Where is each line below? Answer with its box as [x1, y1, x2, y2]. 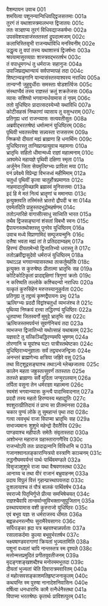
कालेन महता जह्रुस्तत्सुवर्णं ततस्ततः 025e [6, 368, 86, 374]
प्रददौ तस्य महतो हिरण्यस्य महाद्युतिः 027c [6, 395, 86, 402]
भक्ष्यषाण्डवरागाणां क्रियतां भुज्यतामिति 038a [6, 538, 89, 545]
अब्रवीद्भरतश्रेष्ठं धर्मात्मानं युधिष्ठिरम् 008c [6, 122, 87, 129]
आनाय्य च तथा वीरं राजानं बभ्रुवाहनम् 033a [6, 470, 89, 477]
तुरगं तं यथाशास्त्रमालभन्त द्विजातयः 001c [6, 19, 84, 27]
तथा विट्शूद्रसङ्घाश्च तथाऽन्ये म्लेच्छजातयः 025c [6, 361, 100, 368]
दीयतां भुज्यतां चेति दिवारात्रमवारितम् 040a [6, 565, 87, 573]
